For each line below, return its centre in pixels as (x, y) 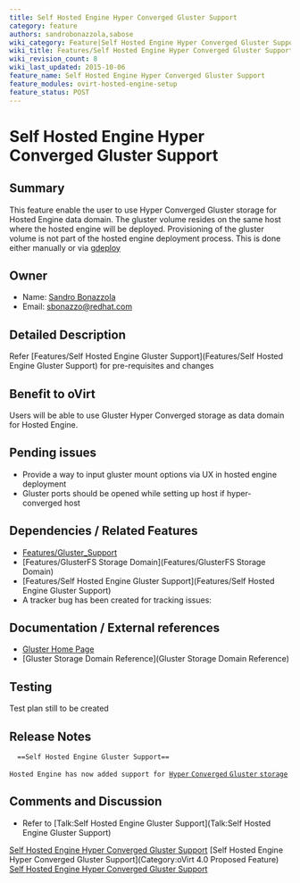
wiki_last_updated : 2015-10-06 (67, 68)
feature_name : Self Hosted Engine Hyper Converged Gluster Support (137, 76)
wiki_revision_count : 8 (54, 59)
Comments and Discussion (86, 801)
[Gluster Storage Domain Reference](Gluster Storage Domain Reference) (156, 659)
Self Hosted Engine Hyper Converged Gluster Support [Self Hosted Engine (146, 850)
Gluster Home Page (58, 649)
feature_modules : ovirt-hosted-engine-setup (93, 84)
